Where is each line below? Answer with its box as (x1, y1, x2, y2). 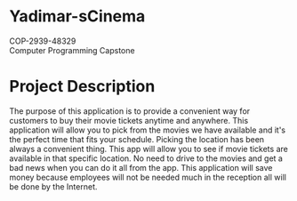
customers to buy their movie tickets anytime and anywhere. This (9, 115, 249, 125)
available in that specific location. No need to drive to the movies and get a (9, 153, 283, 164)
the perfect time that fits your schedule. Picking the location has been (9, 133, 265, 144)
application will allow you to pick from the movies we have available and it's (9, 125, 286, 135)
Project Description (9, 76, 156, 97)
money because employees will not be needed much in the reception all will (9, 172, 287, 182)
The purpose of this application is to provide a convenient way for (9, 105, 251, 117)
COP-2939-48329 (9, 36, 76, 46)
